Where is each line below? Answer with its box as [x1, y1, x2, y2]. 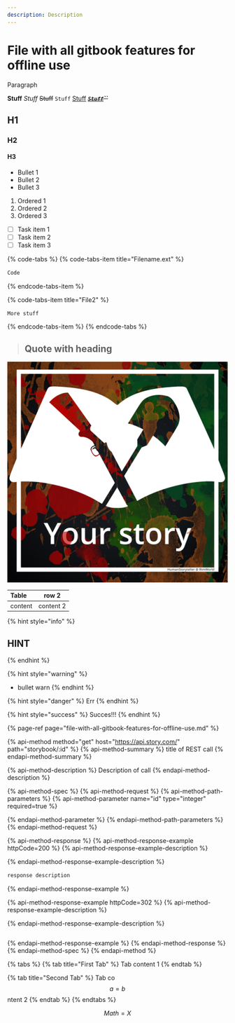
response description [7, 872, 71, 879]
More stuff [7, 310, 39, 317]
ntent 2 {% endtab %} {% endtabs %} [7, 995, 117, 1003]
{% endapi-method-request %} [7, 823, 98, 832]
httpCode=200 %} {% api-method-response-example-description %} [7, 844, 208, 853]
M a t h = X [104, 1009, 131, 1017]
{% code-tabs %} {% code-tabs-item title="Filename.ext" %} [7, 255, 184, 263]
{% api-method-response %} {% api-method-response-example [7, 837, 194, 845]
